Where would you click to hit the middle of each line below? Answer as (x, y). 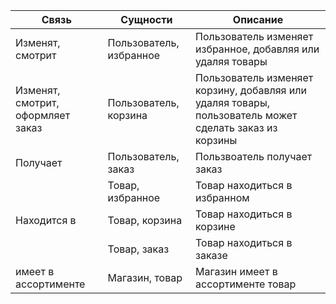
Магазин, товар (145, 277)
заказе (211, 255)
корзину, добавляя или (251, 90)
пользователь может (246, 115)
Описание (258, 19)
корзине (215, 226)
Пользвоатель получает (254, 156)
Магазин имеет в (236, 271)
